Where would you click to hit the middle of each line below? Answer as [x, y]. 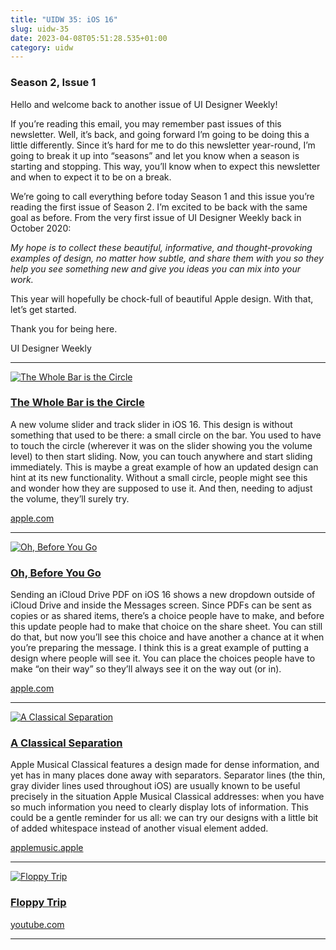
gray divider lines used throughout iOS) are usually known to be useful [155, 786]
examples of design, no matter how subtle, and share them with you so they [167, 258]
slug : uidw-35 [40, 29]
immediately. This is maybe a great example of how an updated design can [164, 467]
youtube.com [37, 924]
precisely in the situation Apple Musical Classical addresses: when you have [167, 797]
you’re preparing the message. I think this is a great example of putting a [160, 648]
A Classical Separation [66, 743]
